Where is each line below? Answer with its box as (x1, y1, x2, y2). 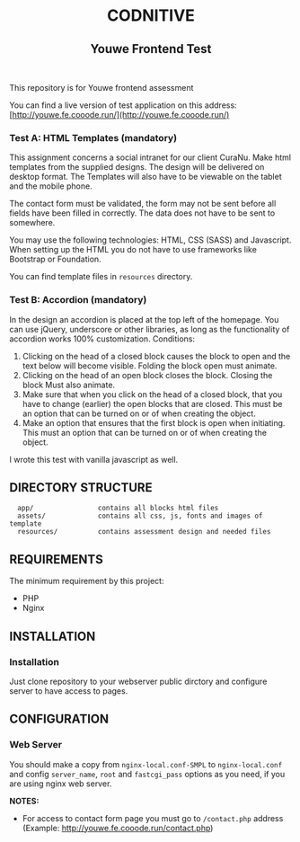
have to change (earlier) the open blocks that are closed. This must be (22, 398, 283, 409)
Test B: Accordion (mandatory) (9, 294, 147, 306)
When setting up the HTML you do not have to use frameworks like (9, 244, 258, 255)
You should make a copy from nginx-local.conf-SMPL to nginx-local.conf (9, 758, 283, 769)
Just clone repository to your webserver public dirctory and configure (9, 676, 268, 687)
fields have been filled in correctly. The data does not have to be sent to (9, 208, 276, 218)
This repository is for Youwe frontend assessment (9, 83, 194, 93)
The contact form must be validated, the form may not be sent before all (9, 199, 277, 209)
